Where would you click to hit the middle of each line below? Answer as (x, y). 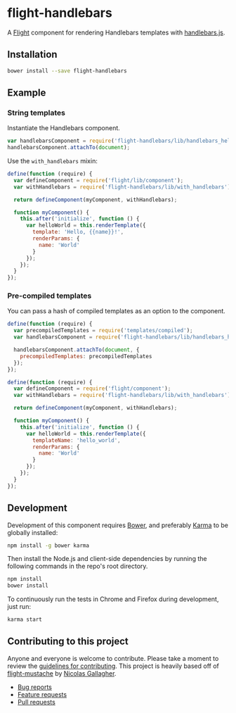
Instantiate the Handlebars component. (64, 128)
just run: (19, 607)
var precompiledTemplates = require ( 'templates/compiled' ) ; (103, 331)
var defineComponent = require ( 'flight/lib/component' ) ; (99, 180)
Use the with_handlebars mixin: (53, 161)
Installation (32, 55)
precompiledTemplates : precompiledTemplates (86, 356)
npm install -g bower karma (48, 545)
